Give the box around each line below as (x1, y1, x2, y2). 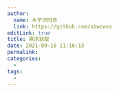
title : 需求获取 (7, 36, 50, 43)
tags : (7, 68, 23, 75)
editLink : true (7, 29, 51, 37)
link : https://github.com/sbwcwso (13, 23, 112, 30)
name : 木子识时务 (13, 17, 58, 24)
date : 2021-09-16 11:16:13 (7, 42, 85, 49)
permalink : (7, 49, 39, 56)
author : (7, 10, 30, 17)
